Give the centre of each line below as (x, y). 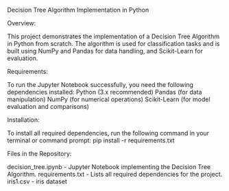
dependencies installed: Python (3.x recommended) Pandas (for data (105, 92)
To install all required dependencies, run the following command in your (108, 133)
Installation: (23, 120)
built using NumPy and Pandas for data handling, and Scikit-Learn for (105, 51)
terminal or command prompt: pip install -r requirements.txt (91, 140)
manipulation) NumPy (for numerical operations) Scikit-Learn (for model (109, 99)
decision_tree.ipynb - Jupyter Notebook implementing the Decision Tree (109, 167)
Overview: (22, 23)
